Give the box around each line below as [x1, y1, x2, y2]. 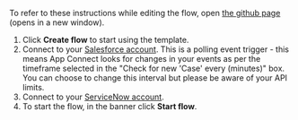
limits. [22, 82, 45, 92]
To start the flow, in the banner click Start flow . [22, 101, 197, 111]
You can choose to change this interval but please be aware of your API [22, 73, 288, 83]
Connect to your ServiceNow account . [22, 91, 164, 102]
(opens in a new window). [9, 17, 105, 28]
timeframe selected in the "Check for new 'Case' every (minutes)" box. [22, 63, 285, 73]
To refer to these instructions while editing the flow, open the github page [9, 8, 281, 18]
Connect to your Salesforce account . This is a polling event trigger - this [22, 44, 290, 55]
